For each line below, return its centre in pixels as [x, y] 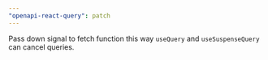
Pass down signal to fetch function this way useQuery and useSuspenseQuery [134, 38]
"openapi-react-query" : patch [60, 16]
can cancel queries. [41, 47]
